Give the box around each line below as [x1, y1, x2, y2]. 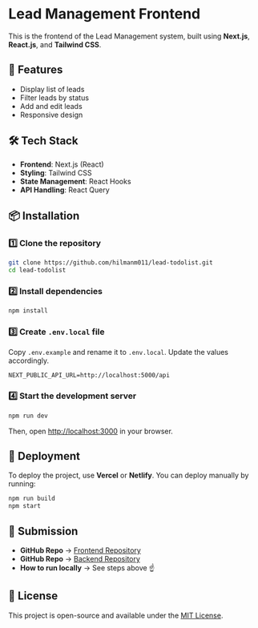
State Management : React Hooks [19, 176, 131, 186]
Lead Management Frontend [8, 5, 201, 23]
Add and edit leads [19, 101, 83, 111]
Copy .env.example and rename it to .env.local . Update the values [8, 348, 228, 357]
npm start [8, 502, 42, 510]
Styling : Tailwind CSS [19, 167, 92, 177]
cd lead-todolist [8, 266, 67, 275]
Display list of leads [19, 84, 85, 94]
